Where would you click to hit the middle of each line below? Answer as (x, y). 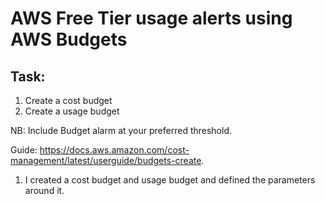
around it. (44, 190)
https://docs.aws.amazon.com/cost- (114, 150)
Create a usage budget (72, 111)
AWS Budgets (69, 39)
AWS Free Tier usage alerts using (151, 18)
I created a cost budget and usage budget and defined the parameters (170, 180)
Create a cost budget (68, 100)
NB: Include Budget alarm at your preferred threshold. (121, 130)
